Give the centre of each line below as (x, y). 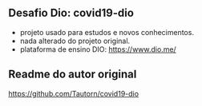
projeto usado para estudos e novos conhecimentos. (107, 32)
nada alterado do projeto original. (75, 41)
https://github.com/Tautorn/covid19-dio (73, 93)
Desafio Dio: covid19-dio (71, 13)
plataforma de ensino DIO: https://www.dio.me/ (98, 49)
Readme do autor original (73, 75)
